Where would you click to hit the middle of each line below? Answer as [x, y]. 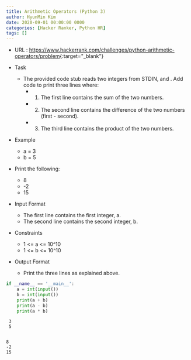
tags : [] [17, 33]
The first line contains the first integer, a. [72, 215]
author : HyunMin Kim [31, 17]
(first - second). [60, 116]
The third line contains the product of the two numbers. [107, 129]
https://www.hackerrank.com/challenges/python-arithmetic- [102, 50]
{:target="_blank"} [82, 56]
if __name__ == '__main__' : [40, 284]
